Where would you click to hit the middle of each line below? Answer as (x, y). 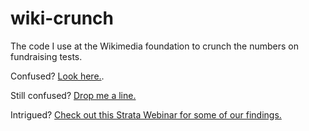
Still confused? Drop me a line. (73, 95)
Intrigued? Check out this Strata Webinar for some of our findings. (146, 114)
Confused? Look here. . (57, 76)
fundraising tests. (46, 56)
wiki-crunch (62, 18)
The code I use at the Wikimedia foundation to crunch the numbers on (155, 46)
